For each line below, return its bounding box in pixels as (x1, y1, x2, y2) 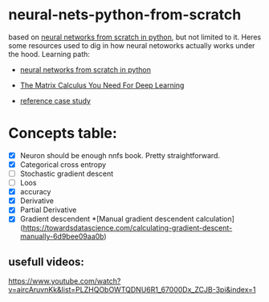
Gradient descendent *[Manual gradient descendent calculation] (19, 214, 235, 224)
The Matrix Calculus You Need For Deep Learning (19, 80, 185, 90)
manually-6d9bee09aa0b (19, 231, 104, 242)
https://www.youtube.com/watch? (8, 276, 121, 286)
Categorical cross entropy (19, 159, 107, 169)
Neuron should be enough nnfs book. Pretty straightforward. (19, 150, 221, 160)
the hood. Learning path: (8, 49, 91, 59)
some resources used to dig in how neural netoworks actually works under (8, 40, 255, 50)
